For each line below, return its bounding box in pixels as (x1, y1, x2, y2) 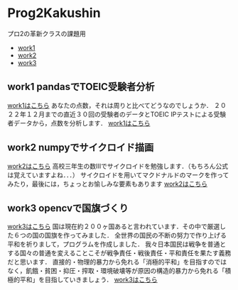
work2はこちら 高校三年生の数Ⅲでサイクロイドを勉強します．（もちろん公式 (7, 162, 229, 170)
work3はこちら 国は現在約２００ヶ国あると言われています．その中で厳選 (7, 222, 220, 231)
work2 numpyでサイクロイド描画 (7, 142, 154, 154)
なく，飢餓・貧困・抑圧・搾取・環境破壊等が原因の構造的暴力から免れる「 (7, 267, 225, 275)
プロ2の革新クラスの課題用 (7, 29, 87, 38)
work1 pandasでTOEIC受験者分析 (7, 81, 155, 93)
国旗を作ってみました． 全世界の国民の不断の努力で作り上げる (44, 231, 227, 240)
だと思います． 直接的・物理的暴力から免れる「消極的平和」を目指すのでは (7, 257, 227, 267)
